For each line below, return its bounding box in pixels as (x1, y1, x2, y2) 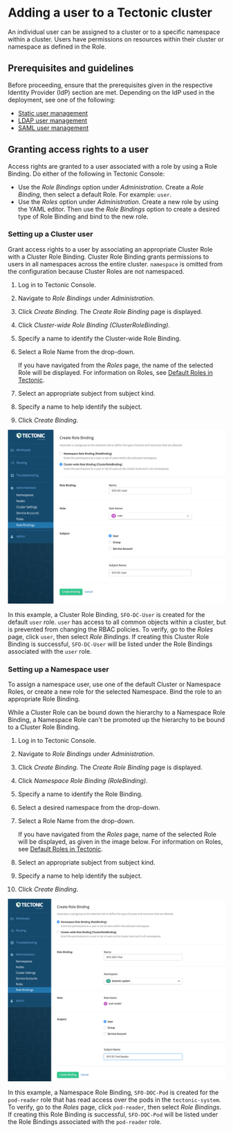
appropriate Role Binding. (8, 695, 80, 703)
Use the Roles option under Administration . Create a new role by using (17, 197, 218, 205)
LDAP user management (17, 116, 88, 125)
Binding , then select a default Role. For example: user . (17, 190, 172, 199)
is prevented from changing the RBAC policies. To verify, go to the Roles (8, 625, 214, 634)
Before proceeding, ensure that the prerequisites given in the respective (8, 81, 213, 89)
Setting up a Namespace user (8, 664, 109, 674)
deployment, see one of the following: (8, 95, 116, 104)
